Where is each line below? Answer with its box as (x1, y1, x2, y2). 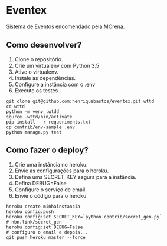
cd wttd (6, 104, 25, 109)
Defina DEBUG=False (14, 179, 67, 187)
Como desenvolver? (6, 40, 82, 50)
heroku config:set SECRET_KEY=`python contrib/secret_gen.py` (6, 214, 162, 220)
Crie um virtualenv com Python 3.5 (14, 62, 99, 69)
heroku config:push (6, 208, 54, 215)
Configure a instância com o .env (14, 81, 96, 88)
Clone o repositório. (14, 55, 63, 62)
